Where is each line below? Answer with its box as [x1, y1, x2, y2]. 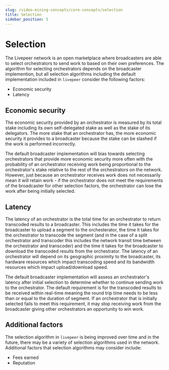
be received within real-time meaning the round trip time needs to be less [5, 290, 158, 296]
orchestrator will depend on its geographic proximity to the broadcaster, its [5, 253, 161, 259]
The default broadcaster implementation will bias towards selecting [5, 151, 145, 157]
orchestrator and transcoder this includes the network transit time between [5, 237, 161, 243]
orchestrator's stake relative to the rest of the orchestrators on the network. [5, 167, 162, 173]
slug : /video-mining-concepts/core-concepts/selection [5, 7, 123, 13]
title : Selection [5, 12, 42, 17]
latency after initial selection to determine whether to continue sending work [5, 279, 164, 285]
